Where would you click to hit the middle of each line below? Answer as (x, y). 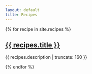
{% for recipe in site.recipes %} (38, 29)
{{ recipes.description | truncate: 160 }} (46, 57)
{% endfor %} (20, 67)
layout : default (22, 10)
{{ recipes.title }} (33, 45)
